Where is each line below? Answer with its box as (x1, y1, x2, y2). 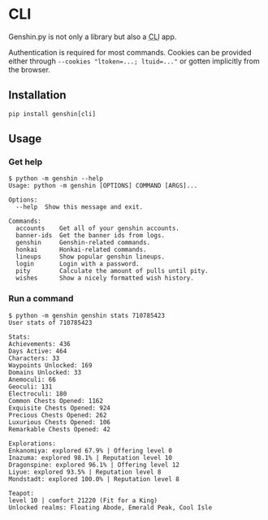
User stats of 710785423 (8, 318, 93, 327)
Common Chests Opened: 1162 (8, 396, 104, 405)
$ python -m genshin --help (8, 175, 104, 183)
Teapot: (8, 489, 35, 497)
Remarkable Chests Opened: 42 (8, 425, 111, 433)
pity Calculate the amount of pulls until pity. (15, 267, 209, 275)
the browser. (8, 64, 51, 74)
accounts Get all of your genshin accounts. (15, 224, 180, 232)
